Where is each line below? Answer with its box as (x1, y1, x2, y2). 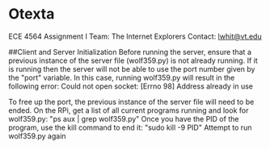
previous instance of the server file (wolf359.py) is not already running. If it (8, 56, 258, 65)
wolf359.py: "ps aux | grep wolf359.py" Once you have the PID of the (8, 114, 239, 123)
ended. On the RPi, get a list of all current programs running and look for (8, 106, 249, 115)
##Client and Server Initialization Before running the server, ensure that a (8, 47, 252, 56)
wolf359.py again (8, 130, 66, 141)
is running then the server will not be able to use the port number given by (8, 64, 255, 73)
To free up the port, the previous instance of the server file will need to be (8, 97, 255, 106)
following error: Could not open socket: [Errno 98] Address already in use (8, 81, 253, 91)
